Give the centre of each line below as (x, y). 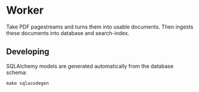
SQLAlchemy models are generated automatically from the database (90, 66)
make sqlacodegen (28, 83)
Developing (28, 52)
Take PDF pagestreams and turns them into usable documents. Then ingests (100, 27)
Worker (25, 10)
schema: (17, 72)
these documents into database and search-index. (68, 33)
